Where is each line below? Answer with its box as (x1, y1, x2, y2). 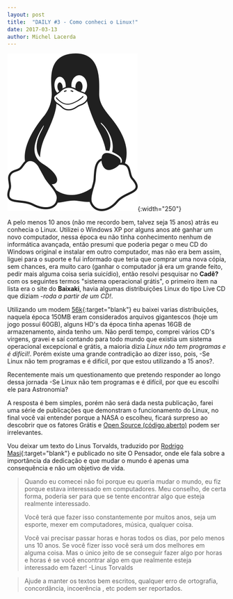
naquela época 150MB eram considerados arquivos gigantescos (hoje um (7, 313, 218, 321)
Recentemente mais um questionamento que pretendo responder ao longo (7, 370, 221, 379)
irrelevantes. (7, 428, 43, 437)
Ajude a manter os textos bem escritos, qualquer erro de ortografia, (24, 577, 218, 585)
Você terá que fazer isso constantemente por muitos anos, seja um (24, 513, 217, 521)
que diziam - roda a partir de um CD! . (7, 292, 113, 300)
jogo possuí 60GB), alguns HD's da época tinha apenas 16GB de (7, 320, 191, 329)
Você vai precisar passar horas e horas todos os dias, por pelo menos (24, 534, 225, 542)
